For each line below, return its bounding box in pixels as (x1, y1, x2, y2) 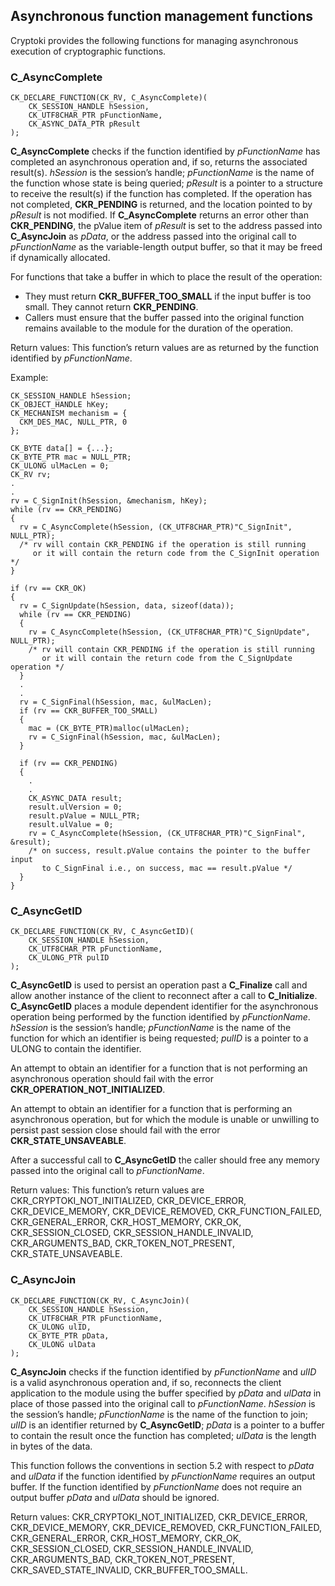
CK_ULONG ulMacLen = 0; (10, 461, 110, 471)
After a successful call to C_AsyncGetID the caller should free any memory (10, 1154, 320, 1166)
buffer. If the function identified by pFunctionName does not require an (10, 1480, 303, 1493)
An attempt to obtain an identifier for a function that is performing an (10, 1103, 293, 1115)
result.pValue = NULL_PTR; (28, 811, 141, 821)
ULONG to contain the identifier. (10, 1043, 142, 1055)
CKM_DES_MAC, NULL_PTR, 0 (19, 417, 128, 428)
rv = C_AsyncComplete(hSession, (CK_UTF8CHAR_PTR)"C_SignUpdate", (28, 627, 311, 638)
